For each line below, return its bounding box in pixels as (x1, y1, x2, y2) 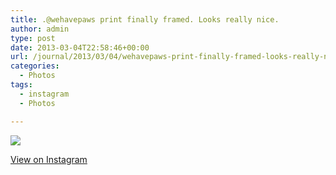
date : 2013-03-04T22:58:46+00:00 (10, 42, 150, 53)
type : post (10, 33, 56, 43)
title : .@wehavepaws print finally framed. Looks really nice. (10, 14, 280, 25)
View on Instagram (10, 153, 88, 165)
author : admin (10, 24, 70, 34)
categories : (10, 61, 60, 71)
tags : (10, 80, 33, 90)
